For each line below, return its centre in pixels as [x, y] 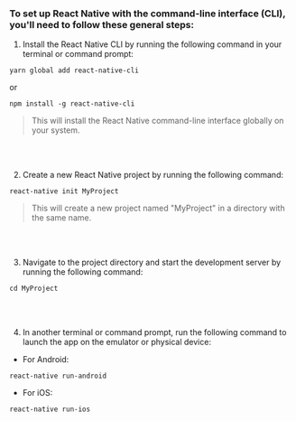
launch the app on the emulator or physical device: [117, 342]
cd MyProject [34, 289]
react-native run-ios [50, 409]
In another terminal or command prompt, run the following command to [154, 332]
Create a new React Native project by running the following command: [153, 175]
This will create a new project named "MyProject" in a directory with [158, 208]
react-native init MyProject [64, 192]
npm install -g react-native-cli [72, 104]
